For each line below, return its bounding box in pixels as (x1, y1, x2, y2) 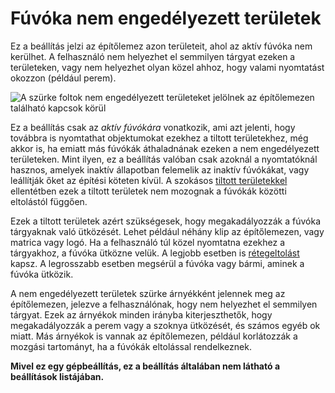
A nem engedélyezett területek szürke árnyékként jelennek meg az (10, 287, 286, 299)
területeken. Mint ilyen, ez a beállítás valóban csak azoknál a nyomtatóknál (10, 153, 318, 165)
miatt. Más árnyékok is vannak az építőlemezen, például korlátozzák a (10, 330, 298, 342)
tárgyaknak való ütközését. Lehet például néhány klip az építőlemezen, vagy (10, 225, 325, 237)
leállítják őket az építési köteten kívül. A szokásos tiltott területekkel (10, 174, 288, 186)
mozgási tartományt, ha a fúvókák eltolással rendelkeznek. (10, 340, 252, 352)
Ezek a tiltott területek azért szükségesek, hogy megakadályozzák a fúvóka (10, 215, 322, 227)
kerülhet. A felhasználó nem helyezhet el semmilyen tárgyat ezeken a (10, 50, 296, 62)
